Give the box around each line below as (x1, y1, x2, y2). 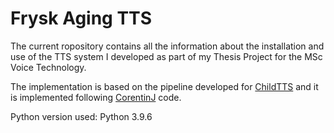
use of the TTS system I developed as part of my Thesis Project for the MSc (10, 50, 323, 62)
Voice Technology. (10, 61, 87, 73)
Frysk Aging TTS (10, 7, 152, 30)
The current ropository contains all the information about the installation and (10, 40, 325, 52)
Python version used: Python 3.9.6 (10, 110, 153, 122)
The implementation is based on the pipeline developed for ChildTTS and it (10, 80, 319, 92)
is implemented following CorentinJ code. (10, 91, 182, 103)
